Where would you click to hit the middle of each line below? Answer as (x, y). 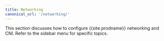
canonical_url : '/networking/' (38, 14)
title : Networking (24, 10)
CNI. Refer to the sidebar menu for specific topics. (57, 33)
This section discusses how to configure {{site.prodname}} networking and (82, 28)
